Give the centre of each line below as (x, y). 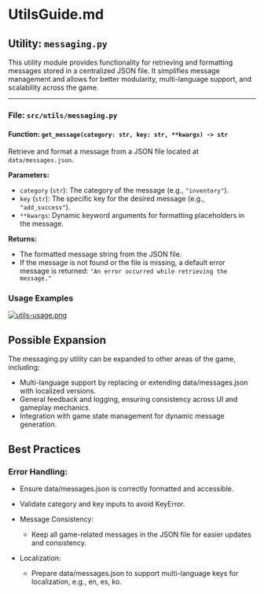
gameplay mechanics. (55, 408)
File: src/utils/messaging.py (63, 115)
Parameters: (29, 175)
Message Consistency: (57, 519)
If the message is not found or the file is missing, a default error (122, 263)
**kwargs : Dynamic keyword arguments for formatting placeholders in (132, 216)
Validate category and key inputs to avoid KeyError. (102, 504)
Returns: (23, 239)
